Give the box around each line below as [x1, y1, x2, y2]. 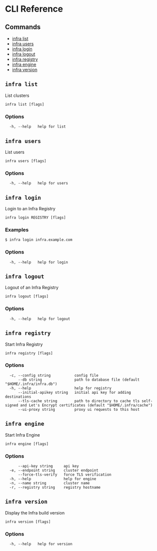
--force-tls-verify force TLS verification [17, 472, 111, 477]
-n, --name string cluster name [9, 480, 90, 485]
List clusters [5, 92, 30, 98]
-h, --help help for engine [9, 476, 96, 481]
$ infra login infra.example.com [5, 238, 73, 242]
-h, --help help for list [9, 124, 66, 129]
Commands [5, 23, 41, 31]
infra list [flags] [5, 102, 45, 107]
